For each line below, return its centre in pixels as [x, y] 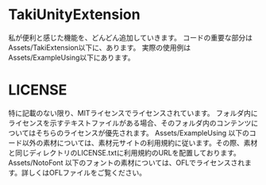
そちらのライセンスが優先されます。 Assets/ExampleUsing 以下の [143, 133]
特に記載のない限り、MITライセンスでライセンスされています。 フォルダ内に [133, 113]
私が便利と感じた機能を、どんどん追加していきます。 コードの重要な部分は [130, 37]
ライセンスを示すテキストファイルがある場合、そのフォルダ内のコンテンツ [130, 123]
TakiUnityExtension [74, 15]
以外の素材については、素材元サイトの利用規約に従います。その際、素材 [140, 143]
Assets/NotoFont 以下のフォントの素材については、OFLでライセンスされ [127, 162]
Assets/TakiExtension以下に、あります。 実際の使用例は [100, 47]
